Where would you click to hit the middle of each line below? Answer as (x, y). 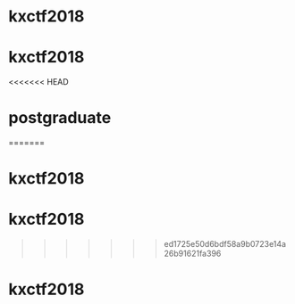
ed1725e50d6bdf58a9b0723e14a (225, 244)
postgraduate (60, 118)
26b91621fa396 (193, 254)
